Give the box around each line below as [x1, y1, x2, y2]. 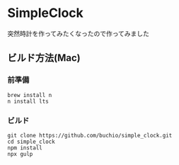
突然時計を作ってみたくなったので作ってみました [7, 29, 150, 38]
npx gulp [7, 150, 33, 157]
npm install [7, 144, 42, 152]
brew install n [7, 91, 52, 98]
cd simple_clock [7, 138, 55, 145]
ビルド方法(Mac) [7, 52, 81, 64]
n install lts [7, 98, 50, 105]
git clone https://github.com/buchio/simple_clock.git [7, 132, 173, 139]
